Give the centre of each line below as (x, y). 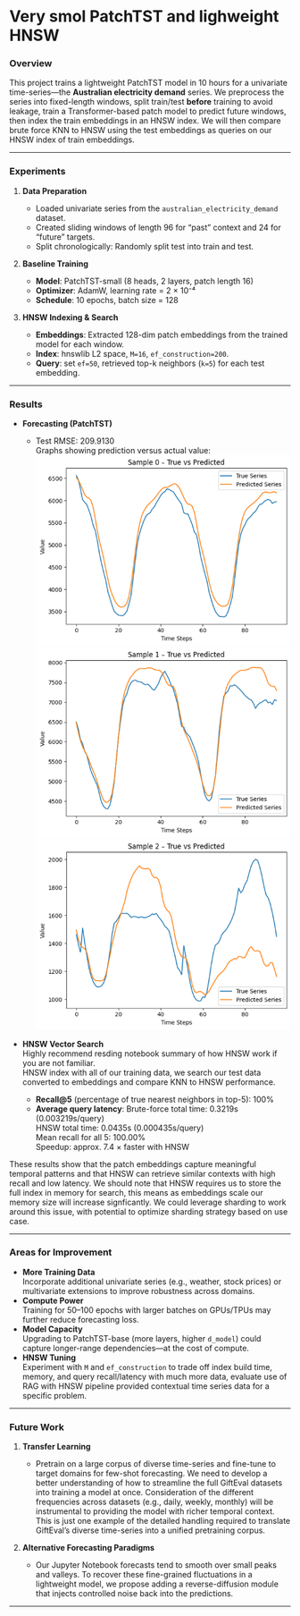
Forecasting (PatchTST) (67, 424)
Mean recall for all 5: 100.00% (90, 1137)
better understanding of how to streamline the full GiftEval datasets (159, 1483)
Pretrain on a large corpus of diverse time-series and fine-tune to (156, 1464)
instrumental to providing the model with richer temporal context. (155, 1511)
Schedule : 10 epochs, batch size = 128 (107, 300)
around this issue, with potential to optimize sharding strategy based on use (149, 1211)
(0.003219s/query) (70, 1118)
